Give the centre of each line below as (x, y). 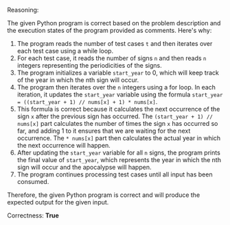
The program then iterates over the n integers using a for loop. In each (116, 87)
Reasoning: (23, 10)
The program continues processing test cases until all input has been (115, 174)
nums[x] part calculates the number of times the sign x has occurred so (117, 123)
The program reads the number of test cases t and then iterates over (115, 43)
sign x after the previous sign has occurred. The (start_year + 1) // (115, 116)
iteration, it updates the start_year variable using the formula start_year (120, 94)
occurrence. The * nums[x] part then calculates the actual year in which (119, 138)
